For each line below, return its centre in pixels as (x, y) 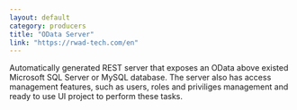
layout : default (40, 17)
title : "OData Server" (52, 34)
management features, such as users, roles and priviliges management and (149, 87)
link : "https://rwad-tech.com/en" (74, 42)
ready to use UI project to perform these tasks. (96, 97)
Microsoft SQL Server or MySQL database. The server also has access (140, 78)
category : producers (48, 26)
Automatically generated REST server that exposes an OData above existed (149, 68)
